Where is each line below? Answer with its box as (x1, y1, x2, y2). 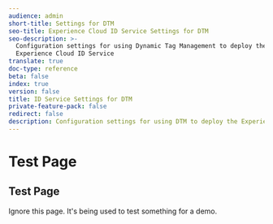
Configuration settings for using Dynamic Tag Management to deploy (15, 42, 253, 50)
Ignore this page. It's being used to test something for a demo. (8, 206, 218, 216)
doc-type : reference (8, 65, 79, 73)
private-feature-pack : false (8, 102, 107, 110)
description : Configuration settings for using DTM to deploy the (8, 118, 238, 126)
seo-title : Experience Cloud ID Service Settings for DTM (8, 27, 209, 35)
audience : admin (8, 11, 63, 20)
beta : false (8, 72, 49, 80)
